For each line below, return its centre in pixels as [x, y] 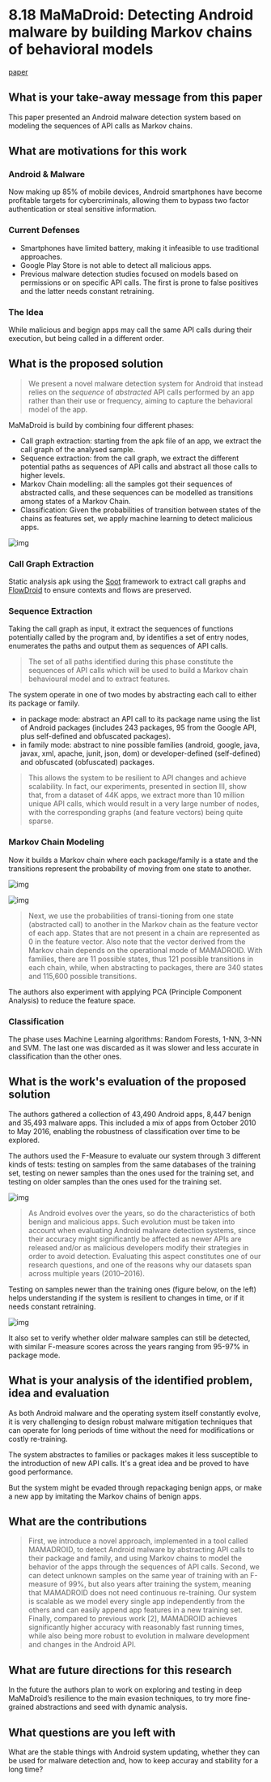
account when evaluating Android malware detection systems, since [142, 1230]
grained [21, 1707]
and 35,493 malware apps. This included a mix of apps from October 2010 [132, 1123]
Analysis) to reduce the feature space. [72, 1000]
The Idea [26, 312]
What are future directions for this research [120, 1670]
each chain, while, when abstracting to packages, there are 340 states [146, 967]
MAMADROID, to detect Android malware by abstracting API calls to [141, 1550]
